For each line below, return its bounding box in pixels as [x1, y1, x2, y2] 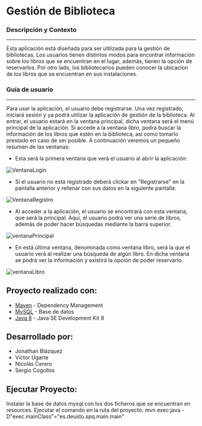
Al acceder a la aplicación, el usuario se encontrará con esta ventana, [14, 207, 188, 215]
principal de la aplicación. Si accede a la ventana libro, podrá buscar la [6, 124, 182, 131]
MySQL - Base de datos [14, 308, 75, 315]
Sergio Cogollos [14, 367, 55, 374]
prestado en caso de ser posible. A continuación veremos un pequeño [6, 136, 180, 144]
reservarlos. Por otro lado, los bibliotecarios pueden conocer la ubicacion [6, 64, 188, 72]
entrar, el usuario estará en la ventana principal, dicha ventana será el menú [6, 117, 194, 124]
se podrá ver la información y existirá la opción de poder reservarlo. [14, 257, 183, 264]
